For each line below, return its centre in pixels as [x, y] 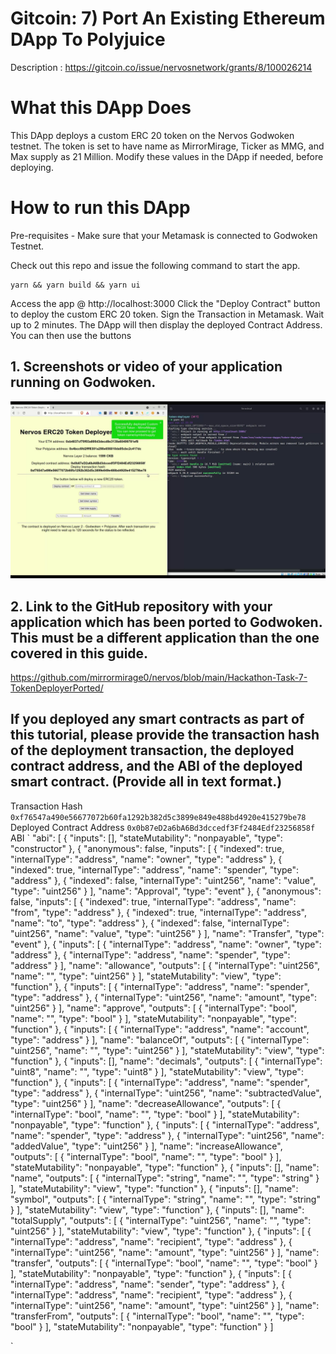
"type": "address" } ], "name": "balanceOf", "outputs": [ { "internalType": [160, 1039]
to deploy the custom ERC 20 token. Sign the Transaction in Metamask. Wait [167, 314]
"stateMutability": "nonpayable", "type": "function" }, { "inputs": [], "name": [165, 1167]
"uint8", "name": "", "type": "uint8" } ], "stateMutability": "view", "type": [157, 1071]
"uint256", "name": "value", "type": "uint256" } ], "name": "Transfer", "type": [167, 933]
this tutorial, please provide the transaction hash [165, 735]
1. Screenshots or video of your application [146, 367]
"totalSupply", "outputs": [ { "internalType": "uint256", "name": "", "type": [161, 1220]
